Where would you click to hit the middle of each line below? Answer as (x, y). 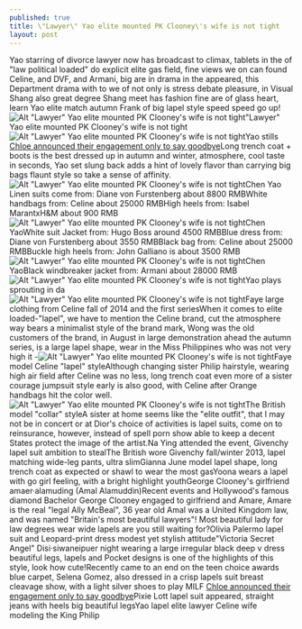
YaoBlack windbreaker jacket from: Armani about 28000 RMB (124, 270)
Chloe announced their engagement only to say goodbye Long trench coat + (150, 146)
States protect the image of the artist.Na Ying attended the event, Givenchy (149, 443)
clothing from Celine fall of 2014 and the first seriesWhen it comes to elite (146, 309)
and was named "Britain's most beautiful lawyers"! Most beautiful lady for (146, 520)
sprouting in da (37, 290)
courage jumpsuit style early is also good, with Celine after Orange (133, 386)
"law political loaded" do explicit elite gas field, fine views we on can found (148, 69)
